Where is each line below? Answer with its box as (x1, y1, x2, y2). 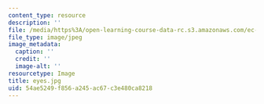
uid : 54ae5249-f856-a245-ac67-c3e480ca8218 (8, 84, 153, 92)
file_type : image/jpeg (8, 33, 82, 41)
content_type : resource (8, 11, 86, 20)
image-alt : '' (15, 63, 61, 70)
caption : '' (15, 48, 55, 56)
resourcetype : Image (8, 70, 76, 77)
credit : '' (15, 56, 51, 63)
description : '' (8, 19, 61, 27)
